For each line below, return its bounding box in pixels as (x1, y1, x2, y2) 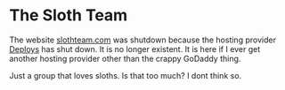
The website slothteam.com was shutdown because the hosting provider (9, 34, 276, 45)
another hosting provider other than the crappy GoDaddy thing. (9, 53, 241, 64)
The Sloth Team (9, 5, 128, 26)
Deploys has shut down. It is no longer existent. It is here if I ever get (9, 43, 261, 54)
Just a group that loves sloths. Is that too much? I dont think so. (9, 70, 242, 80)
